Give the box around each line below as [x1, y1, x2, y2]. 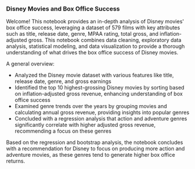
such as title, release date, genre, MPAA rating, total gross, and [6, 30, 159, 37]
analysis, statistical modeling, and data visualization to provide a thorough [6, 43, 185, 50]
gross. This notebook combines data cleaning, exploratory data [28, 37, 182, 44]
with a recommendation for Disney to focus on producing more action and [6, 145, 185, 152]
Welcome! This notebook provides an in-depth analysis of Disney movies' [6, 18, 184, 25]
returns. [6, 157, 25, 165]
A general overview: [6, 60, 55, 67]
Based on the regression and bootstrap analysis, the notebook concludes [6, 139, 183, 146]
